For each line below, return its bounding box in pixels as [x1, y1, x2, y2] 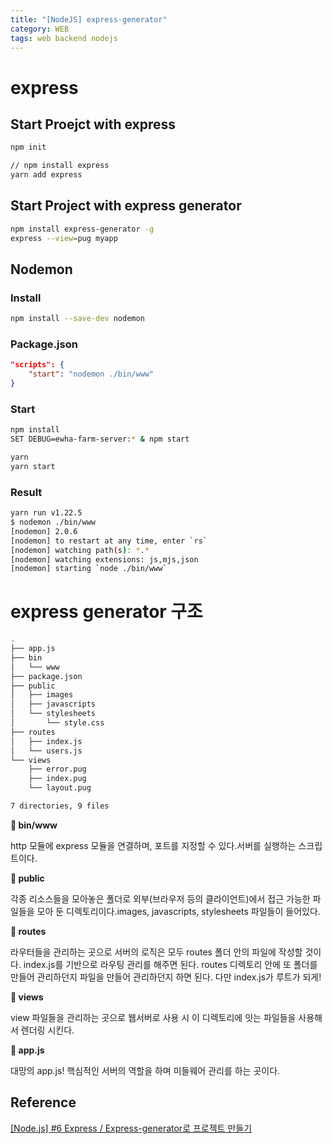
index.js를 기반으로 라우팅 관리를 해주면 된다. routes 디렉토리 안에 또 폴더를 [23, 958, 318, 970]
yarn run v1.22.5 [10, 508, 83, 518]
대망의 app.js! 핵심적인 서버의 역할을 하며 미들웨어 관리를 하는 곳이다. [10, 1064, 281, 1076]
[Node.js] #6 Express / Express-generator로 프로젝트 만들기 [10, 1122, 253, 1134]
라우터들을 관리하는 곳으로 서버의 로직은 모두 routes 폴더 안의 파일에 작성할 [10, 946, 303, 958]
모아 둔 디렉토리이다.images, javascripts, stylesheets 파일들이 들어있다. [36, 905, 321, 917]
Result [10, 485, 43, 499]
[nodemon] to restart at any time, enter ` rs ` [10, 536, 208, 546]
